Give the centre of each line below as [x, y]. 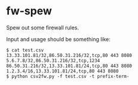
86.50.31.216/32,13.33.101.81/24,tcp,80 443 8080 [69, 66]
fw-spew [29, 11]
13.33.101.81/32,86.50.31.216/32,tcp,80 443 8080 [69, 55]
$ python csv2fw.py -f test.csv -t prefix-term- [68, 76]
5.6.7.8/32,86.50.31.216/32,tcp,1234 [53, 60]
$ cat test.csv [25, 50]
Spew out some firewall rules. [43, 28]
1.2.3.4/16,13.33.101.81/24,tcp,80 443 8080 [62, 71]
